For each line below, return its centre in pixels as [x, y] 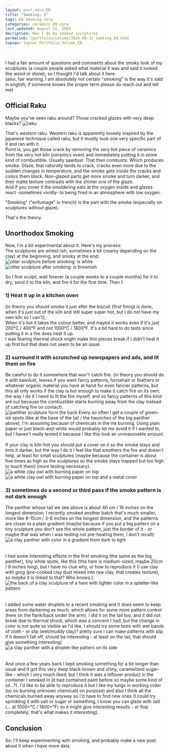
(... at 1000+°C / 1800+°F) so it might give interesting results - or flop [77, 707]
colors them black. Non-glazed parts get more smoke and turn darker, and [82, 176]
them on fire [20, 364]
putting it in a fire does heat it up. [40, 333]
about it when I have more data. [38, 746]
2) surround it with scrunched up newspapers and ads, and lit [82, 357]
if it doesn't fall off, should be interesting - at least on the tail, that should [81, 637]
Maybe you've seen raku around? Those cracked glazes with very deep [79, 118]
